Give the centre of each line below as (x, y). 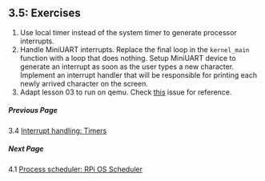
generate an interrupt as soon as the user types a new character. (127, 66)
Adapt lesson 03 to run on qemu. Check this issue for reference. (126, 92)
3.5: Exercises (45, 13)
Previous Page (33, 111)
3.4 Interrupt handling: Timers (58, 131)
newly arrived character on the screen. (84, 83)
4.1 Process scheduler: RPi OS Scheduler (75, 169)
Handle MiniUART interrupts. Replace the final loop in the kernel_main (135, 49)
